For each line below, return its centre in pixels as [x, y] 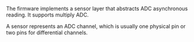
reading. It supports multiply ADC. [47, 15]
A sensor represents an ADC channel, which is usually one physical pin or [96, 26]
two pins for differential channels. [47, 33]
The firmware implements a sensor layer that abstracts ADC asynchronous [97, 9]
